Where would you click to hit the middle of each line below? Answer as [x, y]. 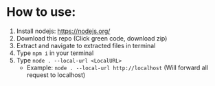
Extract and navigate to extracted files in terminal [86, 45]
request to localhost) [56, 75]
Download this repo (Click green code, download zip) [92, 38]
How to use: [41, 12]
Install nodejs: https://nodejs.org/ [63, 31]
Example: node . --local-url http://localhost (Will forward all [117, 67]
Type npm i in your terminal [55, 53]
